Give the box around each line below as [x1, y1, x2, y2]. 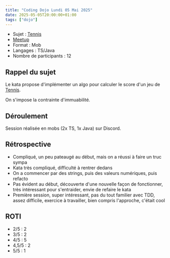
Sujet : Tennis [12, 31, 42, 37]
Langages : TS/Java [12, 47, 55, 54]
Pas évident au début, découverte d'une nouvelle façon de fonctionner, [12, 181, 163, 187]
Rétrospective [5, 140, 51, 149]
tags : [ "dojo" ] [5, 17, 38, 22]
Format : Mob [12, 42, 41, 48]
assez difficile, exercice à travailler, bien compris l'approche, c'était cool [12, 197, 165, 203]
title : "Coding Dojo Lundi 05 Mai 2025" [5, 7, 93, 13]
